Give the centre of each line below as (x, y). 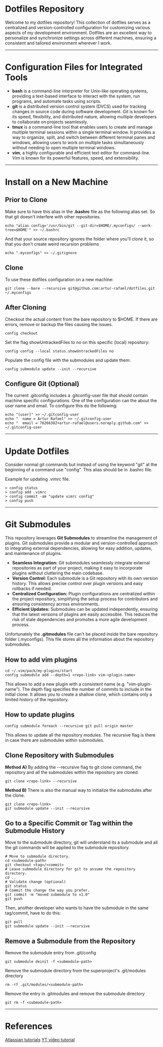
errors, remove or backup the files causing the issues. (59, 324)
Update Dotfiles (37, 451)
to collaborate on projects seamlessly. (50, 122)
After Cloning (26, 307)
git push (14, 899)
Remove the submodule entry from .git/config (50, 953)
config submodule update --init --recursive (51, 369)
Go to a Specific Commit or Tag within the (69, 823)
